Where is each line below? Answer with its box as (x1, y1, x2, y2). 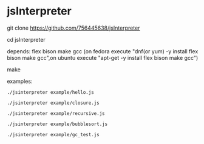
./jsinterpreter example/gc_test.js (7, 131, 100, 137)
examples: (7, 77, 33, 85)
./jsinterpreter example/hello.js (7, 89, 95, 95)
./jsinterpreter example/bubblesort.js (7, 121, 108, 127)
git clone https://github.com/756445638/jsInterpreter (7, 24, 140, 31)
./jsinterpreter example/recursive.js (7, 110, 105, 116)
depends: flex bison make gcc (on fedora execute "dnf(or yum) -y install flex (7, 47, 199, 55)
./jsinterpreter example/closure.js (7, 100, 100, 106)
